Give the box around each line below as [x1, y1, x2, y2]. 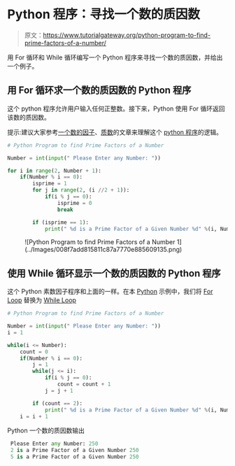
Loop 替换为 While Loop [7, 296, 77, 304]
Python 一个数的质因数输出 [7, 426, 85, 435]
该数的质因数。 [7, 113, 50, 121]
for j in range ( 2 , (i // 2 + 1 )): [32, 187, 130, 194]
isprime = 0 [57, 199, 92, 206]
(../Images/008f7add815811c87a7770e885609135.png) [24, 246, 183, 254]
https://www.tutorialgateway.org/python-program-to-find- [43, 31, 211, 39]
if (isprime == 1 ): [32, 218, 90, 226]
